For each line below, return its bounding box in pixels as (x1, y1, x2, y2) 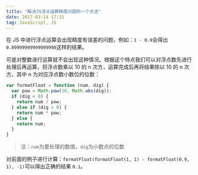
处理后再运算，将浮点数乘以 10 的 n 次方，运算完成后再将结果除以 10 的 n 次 (6, 63, 190, 70)
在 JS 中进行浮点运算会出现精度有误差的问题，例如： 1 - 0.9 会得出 (6, 36, 168, 43)
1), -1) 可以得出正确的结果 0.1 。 (6, 163, 86, 170)
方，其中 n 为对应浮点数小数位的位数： (6, 71, 100, 78)
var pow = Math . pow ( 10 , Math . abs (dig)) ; (11, 88, 112, 94)
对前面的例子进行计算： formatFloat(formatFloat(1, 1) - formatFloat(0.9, (6, 156, 190, 163)
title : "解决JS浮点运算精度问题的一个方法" (6, 8, 101, 15)
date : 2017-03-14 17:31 (6, 14, 65, 20)
